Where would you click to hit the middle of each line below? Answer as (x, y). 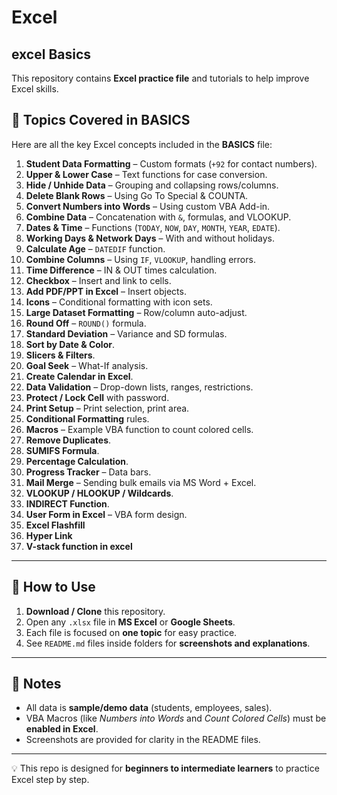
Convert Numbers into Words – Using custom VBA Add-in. (148, 206)
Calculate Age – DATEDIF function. (95, 248)
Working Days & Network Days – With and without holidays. (150, 238)
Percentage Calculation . (77, 461)
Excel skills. (35, 89)
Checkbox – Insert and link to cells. (98, 280)
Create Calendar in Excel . (79, 376)
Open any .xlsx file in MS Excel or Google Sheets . (130, 622)
